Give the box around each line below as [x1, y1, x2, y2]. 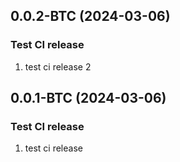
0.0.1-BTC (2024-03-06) [10, 90, 167, 107]
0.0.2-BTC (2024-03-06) [10, 8, 171, 25]
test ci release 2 [24, 60, 92, 73]
